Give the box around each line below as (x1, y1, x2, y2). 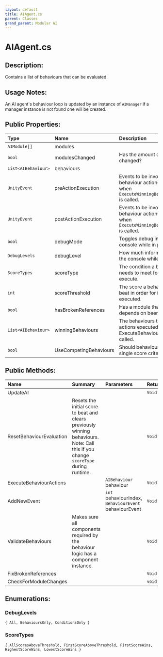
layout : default (5, 7, 38, 12)
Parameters (105, 381, 133, 388)
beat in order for (119, 289, 156, 296)
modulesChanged (54, 154, 96, 161)
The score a (119, 283, 147, 290)
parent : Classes (5, 16, 38, 21)
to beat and (72, 409, 98, 416)
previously (72, 421, 96, 428)
